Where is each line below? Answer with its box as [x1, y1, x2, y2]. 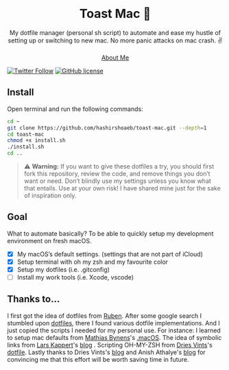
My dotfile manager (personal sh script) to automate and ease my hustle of [9, 28, 221, 36]
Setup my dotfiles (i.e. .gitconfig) [16, 265, 110, 273]
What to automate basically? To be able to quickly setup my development [7, 229, 214, 238]
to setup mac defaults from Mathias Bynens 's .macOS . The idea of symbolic [7, 333, 222, 341]
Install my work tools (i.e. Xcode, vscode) [16, 273, 134, 281]
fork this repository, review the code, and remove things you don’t [23, 170, 210, 177]
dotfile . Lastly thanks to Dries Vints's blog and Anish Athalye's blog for [7, 348, 206, 356]
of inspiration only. [23, 191, 77, 199]
